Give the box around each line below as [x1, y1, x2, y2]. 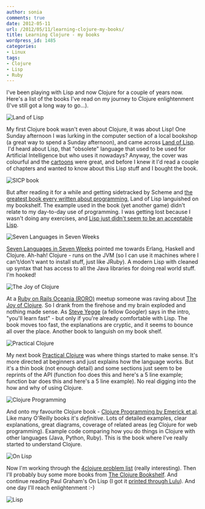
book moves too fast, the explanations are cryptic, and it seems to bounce [6, 321, 193, 329]
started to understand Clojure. [6, 441, 83, 448]
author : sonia [6, 9, 43, 15]
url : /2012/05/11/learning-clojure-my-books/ [6, 26, 124, 33]
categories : [6, 44, 37, 50]
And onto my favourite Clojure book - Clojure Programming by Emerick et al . [6, 408, 199, 416]
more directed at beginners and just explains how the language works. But [6, 358, 194, 366]
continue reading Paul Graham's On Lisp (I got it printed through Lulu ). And [6, 478, 196, 485]
